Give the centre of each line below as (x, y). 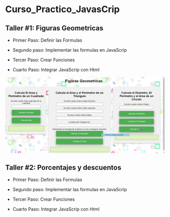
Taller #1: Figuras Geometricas (54, 28)
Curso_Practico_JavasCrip (62, 9)
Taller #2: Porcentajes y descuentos (63, 168)
